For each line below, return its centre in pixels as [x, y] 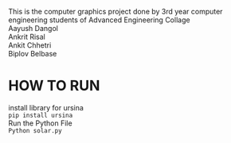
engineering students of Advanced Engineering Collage [99, 20]
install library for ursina [46, 107]
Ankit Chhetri [30, 45]
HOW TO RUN [54, 86]
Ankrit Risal [27, 37]
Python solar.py [35, 130]
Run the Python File [41, 123]
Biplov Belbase [33, 54]
